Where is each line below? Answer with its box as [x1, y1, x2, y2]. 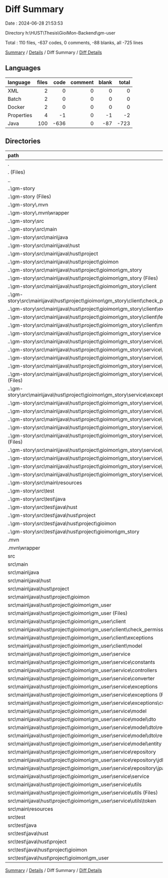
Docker [7, 103, 25, 110]
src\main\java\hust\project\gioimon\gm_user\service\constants [7, 659, 155, 666]
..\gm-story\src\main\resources [7, 479, 82, 486]
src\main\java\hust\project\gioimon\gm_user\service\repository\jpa [7, 765, 165, 772]
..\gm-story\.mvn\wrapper [7, 209, 69, 216]
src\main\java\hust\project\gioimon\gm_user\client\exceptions [7, 634, 153, 641]
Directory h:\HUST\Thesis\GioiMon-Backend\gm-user [5, 30, 116, 36]
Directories [5, 137, 41, 146]
